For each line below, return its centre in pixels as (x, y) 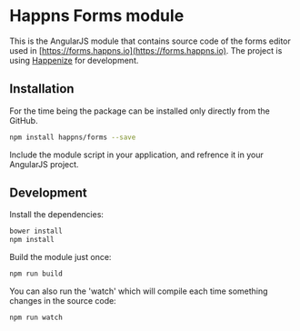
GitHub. (24, 120)
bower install (36, 231)
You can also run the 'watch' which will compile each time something (139, 291)
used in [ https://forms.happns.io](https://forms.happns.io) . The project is (146, 50)
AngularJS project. (44, 164)
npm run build (36, 274)
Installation (42, 89)
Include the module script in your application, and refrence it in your (136, 155)
